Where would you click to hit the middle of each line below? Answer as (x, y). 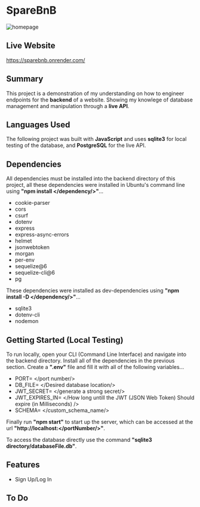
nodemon (27, 321)
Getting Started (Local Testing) (65, 340)
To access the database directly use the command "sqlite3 (79, 440)
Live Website (31, 46)
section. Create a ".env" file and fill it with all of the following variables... (95, 367)
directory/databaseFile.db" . (41, 446)
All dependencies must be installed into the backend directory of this (91, 179)
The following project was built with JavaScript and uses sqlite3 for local (96, 139)
